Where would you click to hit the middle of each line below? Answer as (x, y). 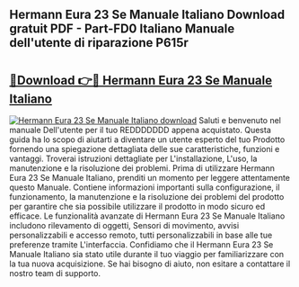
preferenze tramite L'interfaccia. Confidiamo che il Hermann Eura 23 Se (141, 245)
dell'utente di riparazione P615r (99, 43)
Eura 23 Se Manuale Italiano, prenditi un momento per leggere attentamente (149, 178)
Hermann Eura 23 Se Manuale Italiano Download (147, 15)
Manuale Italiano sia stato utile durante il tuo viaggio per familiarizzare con (147, 254)
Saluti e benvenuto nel (240, 120)
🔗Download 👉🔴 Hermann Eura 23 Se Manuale (141, 80)
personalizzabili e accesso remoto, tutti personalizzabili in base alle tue (141, 235)
